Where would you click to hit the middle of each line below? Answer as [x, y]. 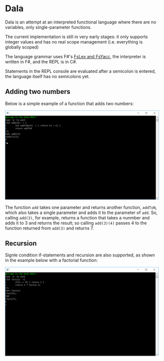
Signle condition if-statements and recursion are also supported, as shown [80, 255]
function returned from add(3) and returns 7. [50, 228]
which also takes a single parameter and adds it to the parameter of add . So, [81, 212]
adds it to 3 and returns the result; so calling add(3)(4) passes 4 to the [76, 223]
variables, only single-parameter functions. [48, 27]
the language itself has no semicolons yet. [48, 76]
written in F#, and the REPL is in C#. [41, 62]
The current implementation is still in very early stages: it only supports [76, 37]
